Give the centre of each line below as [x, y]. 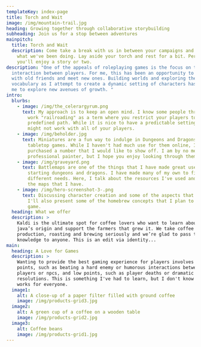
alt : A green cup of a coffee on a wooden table [79, 312]
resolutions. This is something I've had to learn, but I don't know [106, 279]
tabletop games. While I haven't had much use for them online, [109, 145]
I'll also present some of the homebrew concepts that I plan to [111, 201]
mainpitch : [20, 39]
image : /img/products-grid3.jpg [57, 301]
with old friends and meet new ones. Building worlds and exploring [99, 78]
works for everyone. [42, 284]
